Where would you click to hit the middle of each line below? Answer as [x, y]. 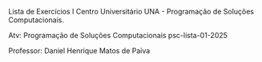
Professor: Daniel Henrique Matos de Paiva [79, 50]
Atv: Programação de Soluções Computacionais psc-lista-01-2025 [118, 35]
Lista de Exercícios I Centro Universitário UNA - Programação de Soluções [131, 12]
